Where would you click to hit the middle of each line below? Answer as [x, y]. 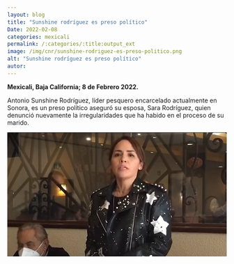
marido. [18, 123]
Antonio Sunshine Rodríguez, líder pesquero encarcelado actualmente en [112, 100]
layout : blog [26, 15]
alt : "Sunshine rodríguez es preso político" [74, 59]
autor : [17, 66]
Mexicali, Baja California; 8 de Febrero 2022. [73, 86]
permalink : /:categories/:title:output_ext [71, 44]
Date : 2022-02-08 [32, 29]
